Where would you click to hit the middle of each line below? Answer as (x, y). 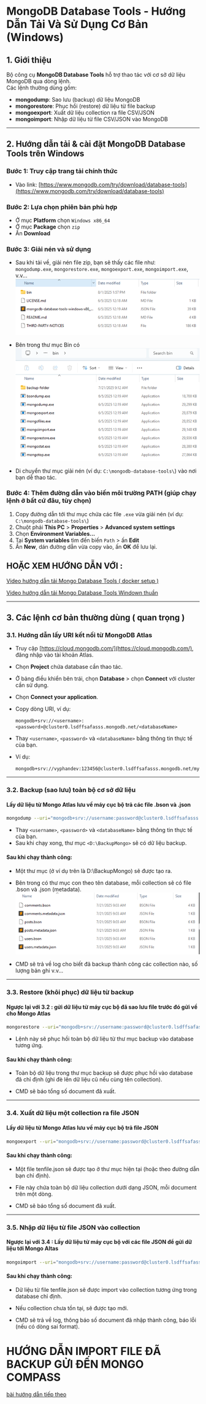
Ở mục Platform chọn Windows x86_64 (63, 220)
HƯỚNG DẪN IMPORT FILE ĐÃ (84, 1351)
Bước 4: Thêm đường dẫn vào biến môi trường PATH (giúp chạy (101, 493)
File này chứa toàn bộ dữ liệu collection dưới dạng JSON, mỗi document (106, 1187)
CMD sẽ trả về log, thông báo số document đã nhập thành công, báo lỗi (105, 1320)
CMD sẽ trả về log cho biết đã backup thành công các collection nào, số (106, 964)
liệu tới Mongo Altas (32, 1248)
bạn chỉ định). (33, 1175)
